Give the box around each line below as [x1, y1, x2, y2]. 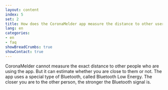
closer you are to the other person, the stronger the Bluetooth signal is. [5, 78, 151, 85]
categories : [5, 30, 30, 35]
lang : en [5, 26, 23, 31]
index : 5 [5, 12, 23, 17]
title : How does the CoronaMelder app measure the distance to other [5, 21, 153, 26]
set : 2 [5, 16, 19, 21]
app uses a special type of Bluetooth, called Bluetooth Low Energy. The [5, 73, 152, 79]
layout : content [5, 7, 39, 12]
